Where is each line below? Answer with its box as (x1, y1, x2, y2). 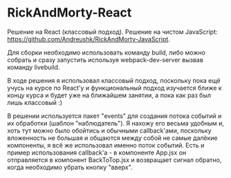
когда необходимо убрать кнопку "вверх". (7, 163, 133, 171)
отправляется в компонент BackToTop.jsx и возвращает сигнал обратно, (7, 155, 222, 164)
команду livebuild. (7, 63, 60, 71)
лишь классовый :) (7, 98, 63, 106)
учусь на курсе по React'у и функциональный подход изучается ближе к (7, 83, 223, 92)
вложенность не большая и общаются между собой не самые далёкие (7, 133, 218, 142)
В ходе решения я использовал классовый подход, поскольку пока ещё (7, 76, 221, 84)
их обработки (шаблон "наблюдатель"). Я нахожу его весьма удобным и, (7, 119, 225, 127)
